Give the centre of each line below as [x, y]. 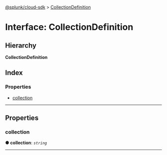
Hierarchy [21, 45]
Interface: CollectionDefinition [69, 27]
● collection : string [26, 143]
